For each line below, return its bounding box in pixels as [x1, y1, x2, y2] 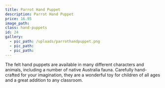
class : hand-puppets [5, 25, 48, 30]
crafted [5, 72, 20, 78]
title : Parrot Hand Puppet [5, 7, 61, 12]
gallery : [5, 35, 23, 40]
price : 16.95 [5, 16, 32, 21]
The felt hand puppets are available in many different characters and [5, 62, 144, 67]
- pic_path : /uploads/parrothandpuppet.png [9, 39, 100, 44]
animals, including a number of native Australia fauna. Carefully [5, 66, 134, 72]
